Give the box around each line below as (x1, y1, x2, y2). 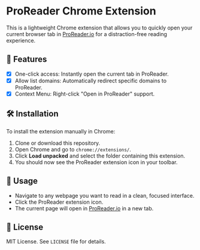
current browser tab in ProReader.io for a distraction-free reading (6, 30, 168, 37)
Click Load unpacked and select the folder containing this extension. (14, 152, 186, 159)
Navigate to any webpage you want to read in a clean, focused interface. (14, 192, 195, 199)
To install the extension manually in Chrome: (6, 127, 116, 135)
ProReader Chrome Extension (6, 4, 157, 18)
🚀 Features (6, 54, 47, 64)
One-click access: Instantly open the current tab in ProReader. (14, 70, 169, 78)
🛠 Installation (6, 109, 59, 119)
